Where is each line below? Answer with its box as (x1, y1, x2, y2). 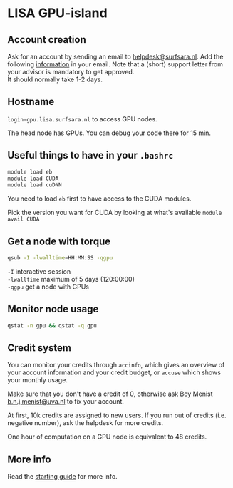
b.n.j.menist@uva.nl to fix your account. (7, 397, 125, 406)
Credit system (7, 342, 72, 354)
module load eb (7, 168, 53, 176)
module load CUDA (7, 175, 59, 182)
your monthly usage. (7, 376, 68, 384)
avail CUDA (7, 216, 40, 223)
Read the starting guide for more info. (7, 472, 118, 481)
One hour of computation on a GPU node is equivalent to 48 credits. (7, 432, 207, 441)
